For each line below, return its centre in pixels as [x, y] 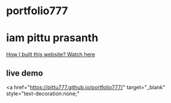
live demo [25, 73]
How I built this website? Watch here [51, 54]
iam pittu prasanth [52, 38]
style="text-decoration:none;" [43, 94]
